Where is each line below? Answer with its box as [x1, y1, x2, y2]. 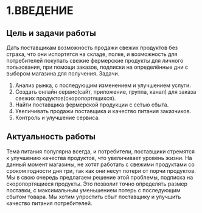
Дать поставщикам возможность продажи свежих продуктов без [6, 44, 178, 51]
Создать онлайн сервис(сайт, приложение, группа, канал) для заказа [15, 88, 197, 95]
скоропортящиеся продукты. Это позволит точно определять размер [6, 180, 187, 187]
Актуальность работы [6, 131, 96, 142]
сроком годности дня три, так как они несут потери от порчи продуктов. [6, 167, 196, 174]
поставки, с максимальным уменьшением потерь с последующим [6, 186, 181, 194]
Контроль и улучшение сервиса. [15, 114, 100, 121]
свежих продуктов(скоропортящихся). [15, 95, 116, 102]
